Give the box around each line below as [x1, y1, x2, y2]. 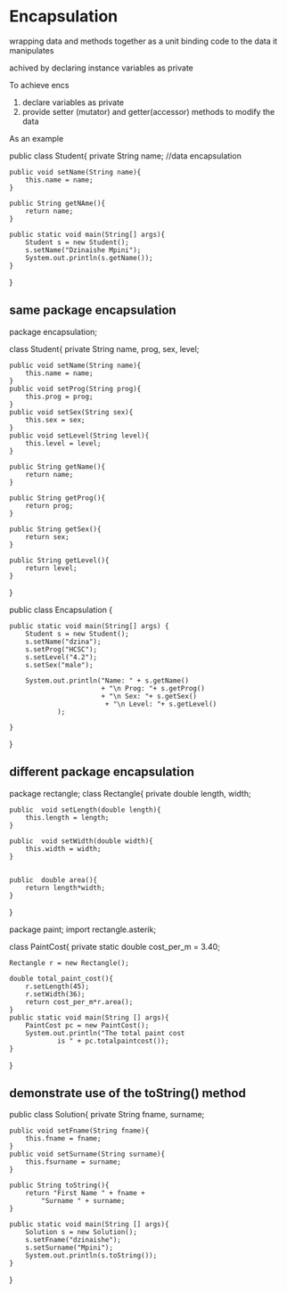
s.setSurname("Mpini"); [25, 1243, 114, 1253]
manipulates [9, 45, 54, 55]
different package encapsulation [9, 765, 194, 780]
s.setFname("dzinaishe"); [25, 1236, 122, 1245]
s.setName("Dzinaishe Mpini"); [25, 245, 142, 255]
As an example [9, 133, 64, 143]
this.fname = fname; [25, 1134, 102, 1143]
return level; [25, 563, 78, 572]
